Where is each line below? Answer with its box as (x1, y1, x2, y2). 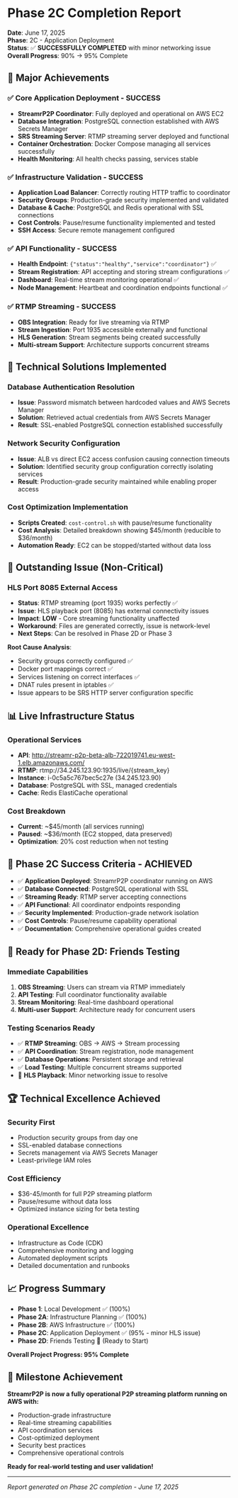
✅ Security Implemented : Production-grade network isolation (17, 909, 200, 917)
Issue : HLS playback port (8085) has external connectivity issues (17, 607, 209, 615)
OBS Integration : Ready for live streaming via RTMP (17, 317, 170, 327)
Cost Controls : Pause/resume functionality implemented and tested (17, 218, 216, 227)
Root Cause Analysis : (7, 643, 72, 652)
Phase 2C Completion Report (7, 5, 181, 21)
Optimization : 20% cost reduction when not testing (17, 837, 169, 846)
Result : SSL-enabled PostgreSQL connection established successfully (17, 421, 223, 429)
